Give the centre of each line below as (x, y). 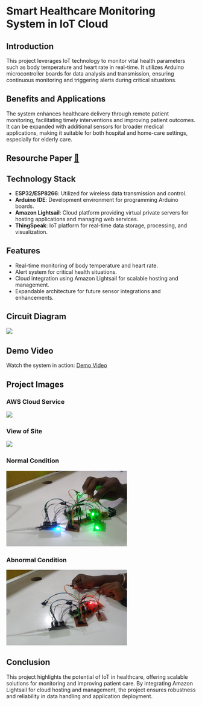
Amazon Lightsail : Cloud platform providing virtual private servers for (102, 213)
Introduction (30, 46)
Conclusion (28, 662)
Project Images (35, 384)
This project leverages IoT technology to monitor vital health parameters (96, 61)
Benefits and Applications (56, 99)
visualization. (31, 232)
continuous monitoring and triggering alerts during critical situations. (91, 80)
